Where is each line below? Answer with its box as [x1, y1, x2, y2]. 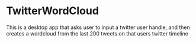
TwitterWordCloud [6, 4, 99, 18]
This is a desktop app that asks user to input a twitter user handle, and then [6, 24, 191, 31]
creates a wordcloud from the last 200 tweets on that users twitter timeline [6, 30, 188, 37]
